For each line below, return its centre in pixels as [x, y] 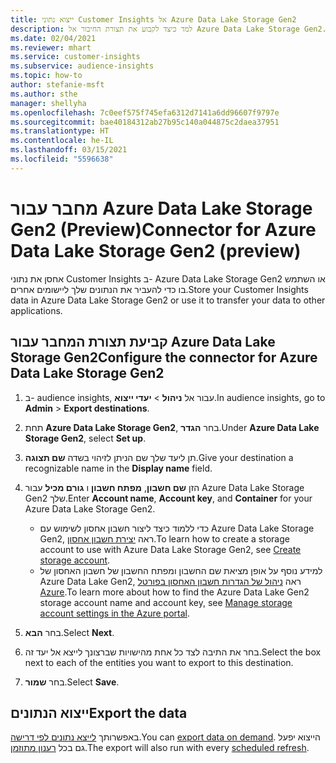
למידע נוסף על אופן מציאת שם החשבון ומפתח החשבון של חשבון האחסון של [181, 570]
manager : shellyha [48, 103]
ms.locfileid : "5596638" [62, 159]
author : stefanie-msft [57, 85]
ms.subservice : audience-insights [82, 66]
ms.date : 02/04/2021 [53, 38]
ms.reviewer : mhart [51, 47]
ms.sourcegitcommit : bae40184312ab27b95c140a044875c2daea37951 [145, 122]
